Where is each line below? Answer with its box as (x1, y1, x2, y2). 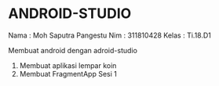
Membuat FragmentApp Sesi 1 (19, 69, 118, 78)
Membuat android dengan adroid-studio (8, 45, 137, 55)
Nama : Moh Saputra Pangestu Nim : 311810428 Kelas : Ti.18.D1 (8, 30, 212, 40)
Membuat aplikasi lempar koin (19, 60, 117, 70)
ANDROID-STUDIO (8, 5, 132, 23)
